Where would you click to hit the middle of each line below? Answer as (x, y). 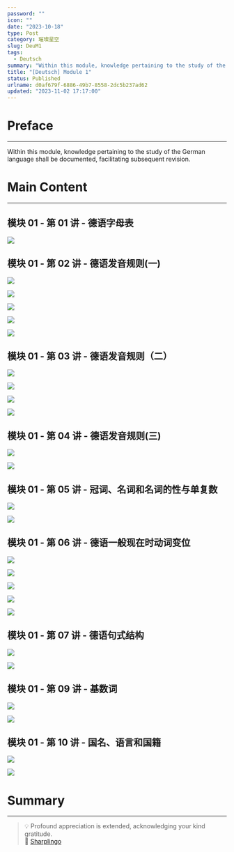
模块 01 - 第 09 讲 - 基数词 (62, 689)
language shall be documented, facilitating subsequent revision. (99, 159)
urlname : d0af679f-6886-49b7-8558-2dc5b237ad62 (78, 85)
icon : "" (20, 20)
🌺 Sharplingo (43, 842)
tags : (15, 53)
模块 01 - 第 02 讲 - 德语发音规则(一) (84, 264)
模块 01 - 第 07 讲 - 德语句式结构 (76, 636)
